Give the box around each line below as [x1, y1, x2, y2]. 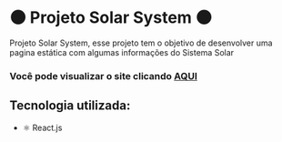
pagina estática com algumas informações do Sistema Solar [9, 46, 235, 57]
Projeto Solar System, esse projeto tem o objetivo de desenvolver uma [9, 37, 273, 48]
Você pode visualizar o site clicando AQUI [9, 69, 198, 82]
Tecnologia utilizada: [9, 98, 131, 114]
